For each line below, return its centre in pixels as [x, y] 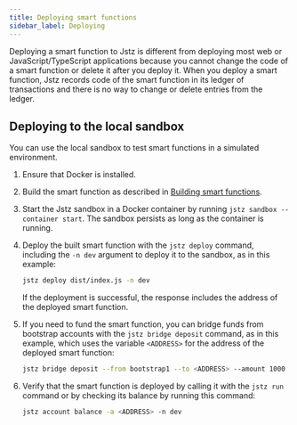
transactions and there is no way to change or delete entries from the [136, 89]
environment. [33, 158]
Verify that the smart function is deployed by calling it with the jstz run [153, 386]
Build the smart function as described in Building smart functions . [142, 192]
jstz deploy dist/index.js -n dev [86, 281]
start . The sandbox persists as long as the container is [163, 218]
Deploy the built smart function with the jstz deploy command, [138, 245]
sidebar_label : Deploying [57, 26]
